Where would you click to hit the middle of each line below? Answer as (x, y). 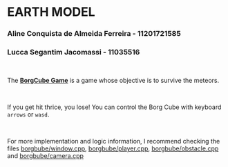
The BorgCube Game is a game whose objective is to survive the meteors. (113, 81)
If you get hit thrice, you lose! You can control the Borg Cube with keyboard (114, 107)
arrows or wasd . (28, 115)
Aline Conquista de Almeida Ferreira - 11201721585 (94, 34)
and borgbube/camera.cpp (46, 156)
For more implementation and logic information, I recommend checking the (114, 141)
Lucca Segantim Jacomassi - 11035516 (74, 52)
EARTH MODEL (51, 12)
